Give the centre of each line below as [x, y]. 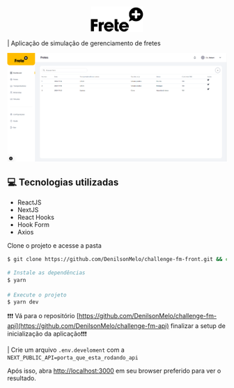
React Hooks [36, 217]
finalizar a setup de [198, 326]
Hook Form [33, 225]
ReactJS [29, 202]
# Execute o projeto [37, 295]
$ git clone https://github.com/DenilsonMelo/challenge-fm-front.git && [115, 260]
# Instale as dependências [46, 273]
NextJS [28, 210]
